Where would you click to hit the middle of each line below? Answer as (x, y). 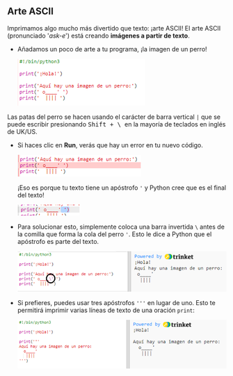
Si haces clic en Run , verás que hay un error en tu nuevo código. (110, 145)
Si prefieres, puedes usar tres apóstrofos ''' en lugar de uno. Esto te (116, 302)
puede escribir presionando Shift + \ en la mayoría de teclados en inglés (116, 124)
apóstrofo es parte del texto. (58, 241)
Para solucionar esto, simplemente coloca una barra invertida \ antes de (121, 227)
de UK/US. (22, 131)
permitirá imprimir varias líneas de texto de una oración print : (106, 310)
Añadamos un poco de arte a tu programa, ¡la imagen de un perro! (112, 49)
